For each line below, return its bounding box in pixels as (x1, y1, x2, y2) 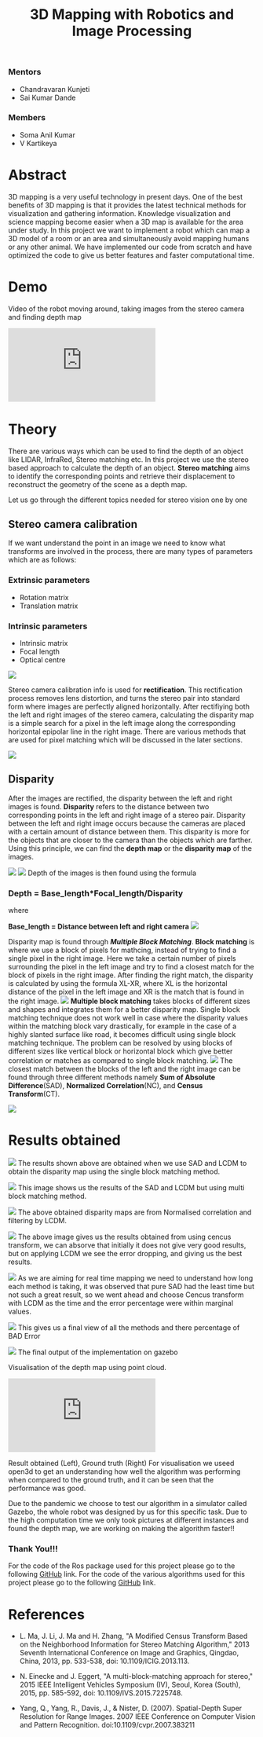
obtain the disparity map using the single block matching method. (8, 1167, 221, 1176)
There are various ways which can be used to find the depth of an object (8, 446, 243, 456)
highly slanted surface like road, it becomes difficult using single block (8, 1030, 236, 1039)
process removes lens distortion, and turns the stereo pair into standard (8, 694, 240, 703)
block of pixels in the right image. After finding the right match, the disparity (8, 970, 254, 980)
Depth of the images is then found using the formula (27, 868, 197, 878)
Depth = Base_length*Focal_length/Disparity (8, 888, 184, 899)
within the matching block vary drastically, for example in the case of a (8, 1021, 237, 1031)
